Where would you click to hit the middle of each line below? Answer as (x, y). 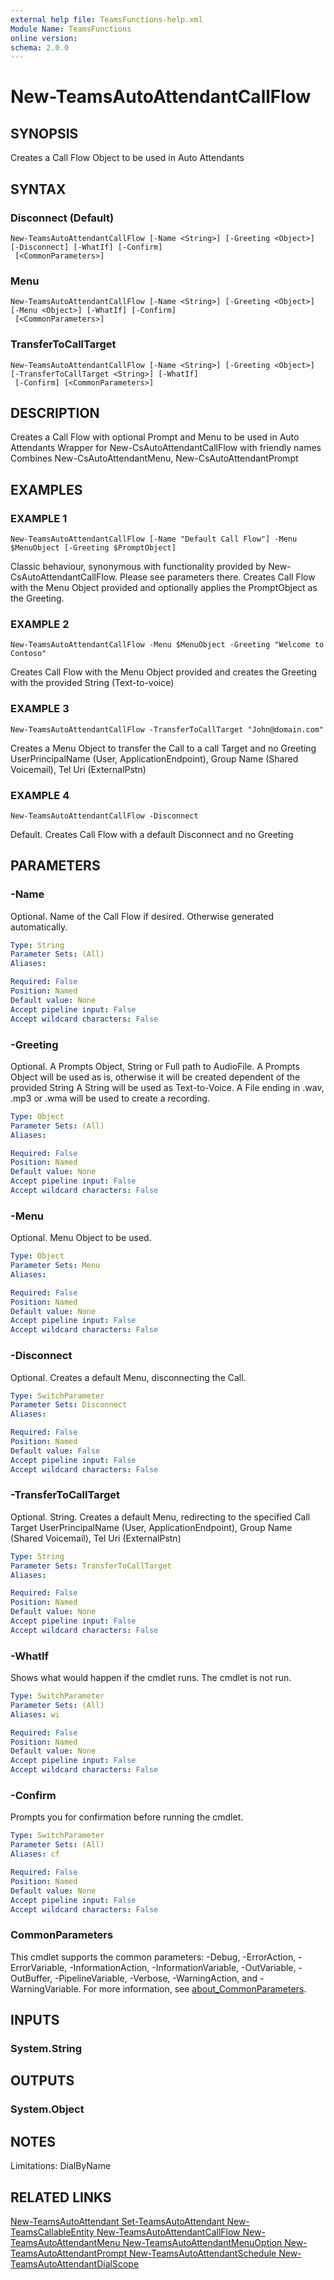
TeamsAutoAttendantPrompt (68, 2253)
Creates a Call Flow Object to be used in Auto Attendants (127, 158)
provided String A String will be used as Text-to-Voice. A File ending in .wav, (167, 1087)
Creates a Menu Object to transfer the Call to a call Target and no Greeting (163, 748)
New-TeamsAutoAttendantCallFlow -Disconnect (104, 816)
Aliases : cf (35, 1854)
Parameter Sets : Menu (55, 1266)
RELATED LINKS (61, 2197)
